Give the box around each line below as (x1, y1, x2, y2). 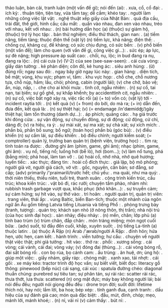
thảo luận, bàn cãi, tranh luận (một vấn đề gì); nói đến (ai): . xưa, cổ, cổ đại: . (5, 5, 163, 11)
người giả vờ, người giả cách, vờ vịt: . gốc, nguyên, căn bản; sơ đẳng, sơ (5, 164, 154, 170)
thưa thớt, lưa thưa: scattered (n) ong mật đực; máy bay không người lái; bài (5, 276, 161, 282)
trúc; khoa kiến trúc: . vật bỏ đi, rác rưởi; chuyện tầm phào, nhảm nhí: (5, 180, 148, 186)
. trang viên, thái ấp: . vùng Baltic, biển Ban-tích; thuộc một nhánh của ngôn (5, 196, 161, 202)
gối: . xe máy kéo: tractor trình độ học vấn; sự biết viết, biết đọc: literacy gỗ (5, 260, 160, 266)
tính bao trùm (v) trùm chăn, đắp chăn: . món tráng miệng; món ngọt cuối (5, 218, 156, 223)
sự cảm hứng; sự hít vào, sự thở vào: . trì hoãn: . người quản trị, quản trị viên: (5, 191, 163, 197)
